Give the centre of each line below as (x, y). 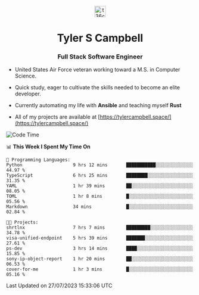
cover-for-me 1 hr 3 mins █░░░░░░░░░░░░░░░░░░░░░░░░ (100, 269)
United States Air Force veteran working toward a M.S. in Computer (97, 70)
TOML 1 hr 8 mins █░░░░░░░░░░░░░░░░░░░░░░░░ (100, 197)
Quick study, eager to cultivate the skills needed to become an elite (97, 88)
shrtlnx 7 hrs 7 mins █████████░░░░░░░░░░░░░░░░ (100, 228)
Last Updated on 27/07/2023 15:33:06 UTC (59, 285)
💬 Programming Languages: (38, 160)
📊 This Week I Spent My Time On (48, 147)
